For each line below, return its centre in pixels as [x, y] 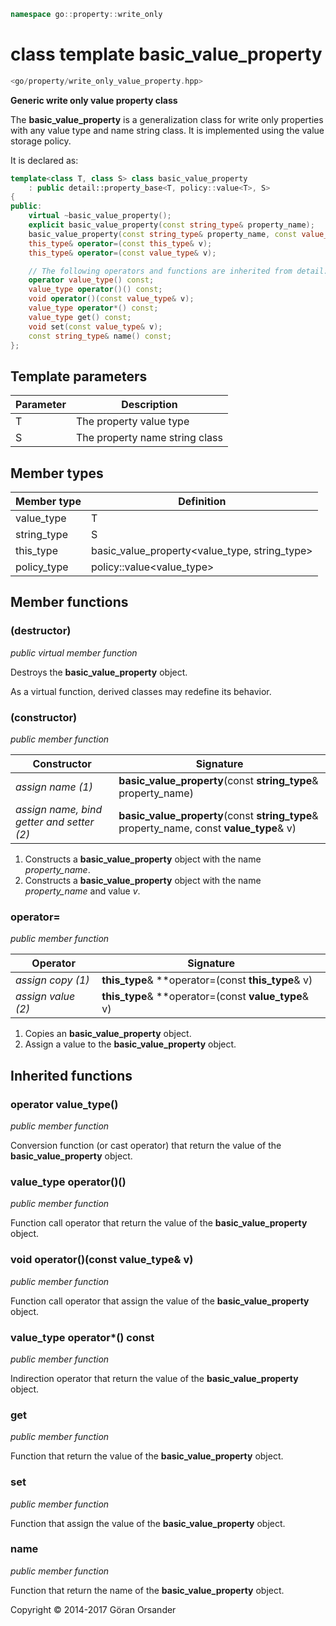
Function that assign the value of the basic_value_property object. [148, 1523]
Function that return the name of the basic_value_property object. [147, 1590]
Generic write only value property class [94, 100]
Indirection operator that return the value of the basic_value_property [154, 1378]
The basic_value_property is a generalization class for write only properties [167, 119]
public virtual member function [74, 652]
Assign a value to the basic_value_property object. [130, 1044]
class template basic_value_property [166, 54]
